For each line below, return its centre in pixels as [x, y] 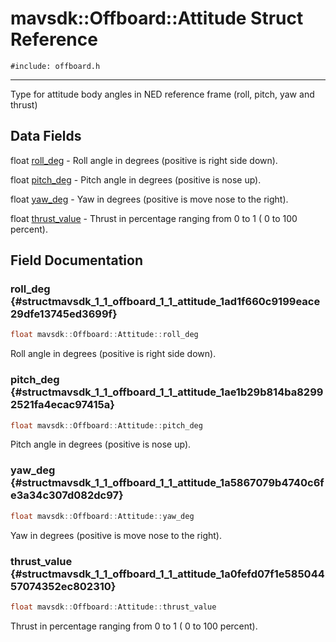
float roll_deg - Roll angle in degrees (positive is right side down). [144, 160]
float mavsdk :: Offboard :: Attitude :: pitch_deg [106, 425]
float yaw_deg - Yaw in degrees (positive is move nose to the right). [149, 199]
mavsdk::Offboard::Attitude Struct [157, 18]
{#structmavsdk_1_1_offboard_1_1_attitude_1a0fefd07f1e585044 [167, 574]
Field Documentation [76, 260]
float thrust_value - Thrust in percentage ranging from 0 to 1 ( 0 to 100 [154, 218]
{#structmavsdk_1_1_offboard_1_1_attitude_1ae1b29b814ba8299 [167, 392]
